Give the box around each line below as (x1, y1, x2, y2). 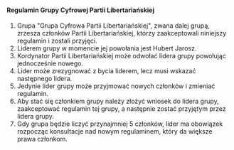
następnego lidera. (16, 75, 73, 83)
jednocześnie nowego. (16, 59, 84, 68)
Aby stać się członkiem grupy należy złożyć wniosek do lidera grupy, (16, 97, 220, 106)
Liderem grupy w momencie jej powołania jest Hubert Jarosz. (16, 44, 197, 53)
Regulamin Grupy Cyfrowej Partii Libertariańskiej (6, 6, 154, 14)
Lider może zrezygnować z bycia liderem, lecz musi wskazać (16, 67, 196, 75)
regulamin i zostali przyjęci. (16, 36, 97, 45)
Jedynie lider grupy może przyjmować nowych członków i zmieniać (16, 82, 216, 90)
